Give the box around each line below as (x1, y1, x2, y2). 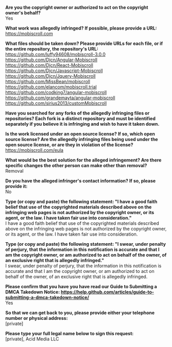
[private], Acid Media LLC (5, 336, 59, 342)
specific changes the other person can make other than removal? (5, 163, 147, 168)
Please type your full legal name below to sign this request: (5, 331, 134, 336)
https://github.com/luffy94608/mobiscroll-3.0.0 (5, 51, 106, 57)
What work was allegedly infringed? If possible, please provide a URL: (5, 25, 157, 31)
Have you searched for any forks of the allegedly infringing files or (5, 110, 150, 116)
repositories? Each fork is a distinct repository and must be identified (5, 115, 156, 122)
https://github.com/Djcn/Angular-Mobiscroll (5, 57, 98, 63)
